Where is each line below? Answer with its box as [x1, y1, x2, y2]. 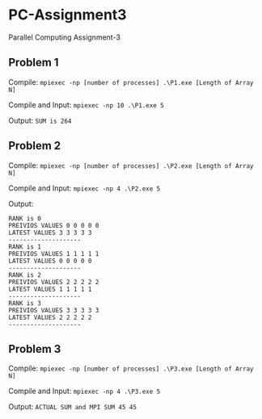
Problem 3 [8, 341, 61, 356]
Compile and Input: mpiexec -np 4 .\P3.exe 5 [8, 386, 161, 396]
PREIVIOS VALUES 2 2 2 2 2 [8, 278, 99, 286]
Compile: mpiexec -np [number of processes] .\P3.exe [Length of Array [8, 363, 254, 373]
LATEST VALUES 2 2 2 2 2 [8, 313, 92, 321]
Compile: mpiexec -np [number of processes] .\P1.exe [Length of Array [8, 77, 254, 86]
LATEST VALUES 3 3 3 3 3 [8, 228, 92, 237]
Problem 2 [8, 139, 61, 153]
